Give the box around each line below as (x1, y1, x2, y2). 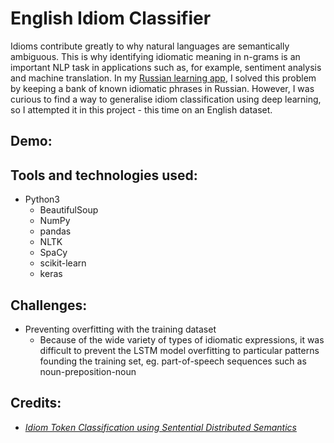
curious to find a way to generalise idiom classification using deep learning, (10, 93, 322, 105)
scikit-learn (39, 257, 87, 269)
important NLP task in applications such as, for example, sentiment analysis (10, 61, 322, 73)
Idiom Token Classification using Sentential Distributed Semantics (24, 421, 297, 433)
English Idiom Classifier (10, 7, 212, 30)
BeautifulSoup (39, 204, 99, 216)
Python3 (24, 193, 60, 206)
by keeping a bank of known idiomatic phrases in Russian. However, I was (10, 82, 315, 94)
